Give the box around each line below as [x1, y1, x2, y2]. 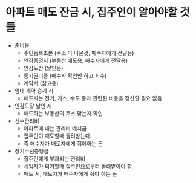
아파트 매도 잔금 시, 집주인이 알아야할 [5, 5, 178, 19]
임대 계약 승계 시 [14, 87, 54, 94]
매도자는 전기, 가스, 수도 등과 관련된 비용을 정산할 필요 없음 [23, 94, 163, 101]
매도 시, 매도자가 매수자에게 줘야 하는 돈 [23, 170, 117, 177]
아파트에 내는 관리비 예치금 [23, 124, 87, 132]
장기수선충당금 [14, 147, 49, 155]
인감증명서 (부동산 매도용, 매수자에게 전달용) [23, 57, 128, 64]
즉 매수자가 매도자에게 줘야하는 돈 [23, 140, 103, 147]
